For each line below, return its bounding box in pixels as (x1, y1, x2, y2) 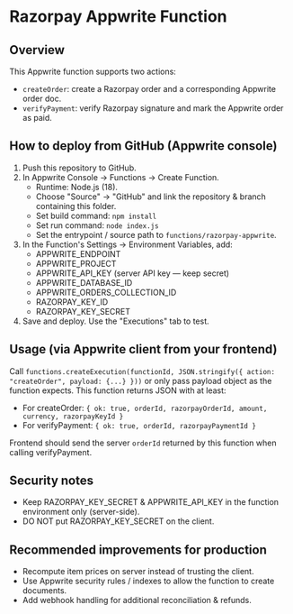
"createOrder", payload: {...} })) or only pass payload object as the (9, 375, 272, 386)
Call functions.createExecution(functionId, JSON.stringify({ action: (9, 365, 276, 376)
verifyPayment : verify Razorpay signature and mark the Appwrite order (22, 103, 284, 114)
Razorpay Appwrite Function (9, 6, 227, 27)
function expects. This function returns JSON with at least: (9, 385, 226, 396)
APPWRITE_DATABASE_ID (35, 277, 133, 288)
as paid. (22, 113, 52, 123)
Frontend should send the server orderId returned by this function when (9, 437, 277, 448)
